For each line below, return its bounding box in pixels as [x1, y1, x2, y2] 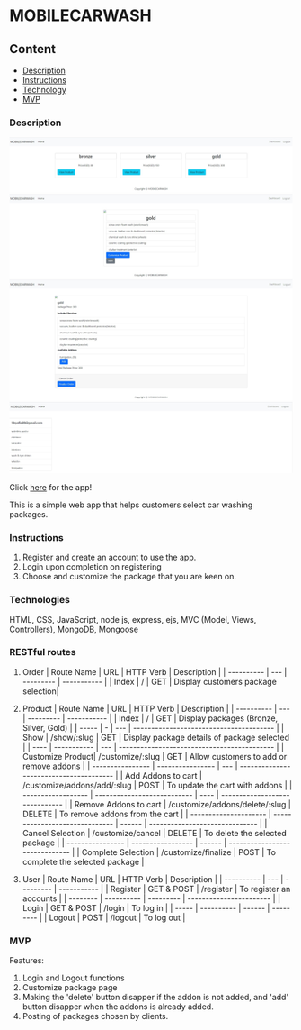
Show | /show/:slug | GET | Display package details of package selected [22, 732, 290, 743]
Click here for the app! [9, 481, 93, 492]
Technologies [9, 594, 70, 606]
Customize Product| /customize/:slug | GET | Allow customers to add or [22, 751, 288, 761]
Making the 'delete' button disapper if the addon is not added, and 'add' [22, 992, 289, 1003]
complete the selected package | [22, 856, 145, 867]
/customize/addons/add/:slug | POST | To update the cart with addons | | [22, 779, 293, 790]
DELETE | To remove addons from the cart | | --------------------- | [22, 808, 271, 819]
